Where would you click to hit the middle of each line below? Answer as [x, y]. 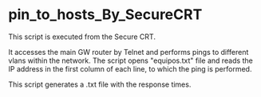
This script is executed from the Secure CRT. [82, 37]
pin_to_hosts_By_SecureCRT [105, 15]
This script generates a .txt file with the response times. [100, 84]
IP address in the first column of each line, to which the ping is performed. [130, 68]
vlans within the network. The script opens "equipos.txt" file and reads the [130, 60]
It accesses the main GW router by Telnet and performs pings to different [129, 52]
